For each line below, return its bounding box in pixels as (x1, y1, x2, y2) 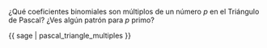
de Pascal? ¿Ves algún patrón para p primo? (8, 15, 155, 25)
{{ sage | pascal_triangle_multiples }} (8, 31, 132, 40)
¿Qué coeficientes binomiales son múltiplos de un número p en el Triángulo (8, 7, 260, 16)
